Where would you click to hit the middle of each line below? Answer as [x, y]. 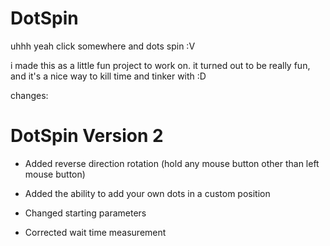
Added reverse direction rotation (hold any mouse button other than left [172, 163]
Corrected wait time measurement [95, 232]
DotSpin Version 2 [87, 136]
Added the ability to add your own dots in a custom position [147, 193]
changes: [29, 95]
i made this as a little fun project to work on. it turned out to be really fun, [160, 65]
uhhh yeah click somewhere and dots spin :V [103, 46]
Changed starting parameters [85, 213]
